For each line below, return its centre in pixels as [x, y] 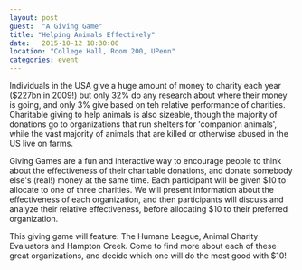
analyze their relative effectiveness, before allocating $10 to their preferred [148, 209]
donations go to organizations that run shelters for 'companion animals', [143, 124]
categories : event [44, 60]
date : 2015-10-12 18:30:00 [64, 43]
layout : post [34, 18]
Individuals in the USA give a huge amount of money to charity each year [146, 86]
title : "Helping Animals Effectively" [82, 34]
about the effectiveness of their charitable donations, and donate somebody [151, 170]
